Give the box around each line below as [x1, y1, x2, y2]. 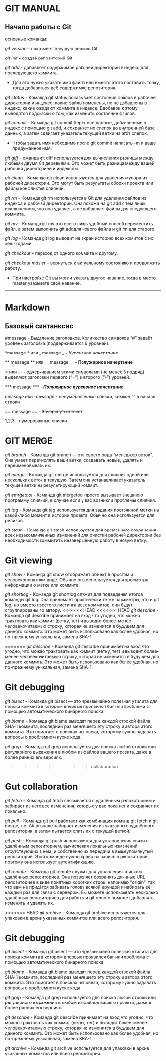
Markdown [5, 302, 50, 313]
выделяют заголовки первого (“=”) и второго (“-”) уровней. [5, 374, 131, 380]
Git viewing [5, 555, 53, 566]
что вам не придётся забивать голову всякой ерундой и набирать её [5, 884, 151, 890]
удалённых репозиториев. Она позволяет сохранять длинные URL [5, 874, 146, 880]
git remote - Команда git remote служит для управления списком [5, 868, 142, 874]
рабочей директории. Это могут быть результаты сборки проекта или [5, 180, 154, 186]
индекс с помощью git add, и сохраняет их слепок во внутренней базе [5, 125, 155, 131]
